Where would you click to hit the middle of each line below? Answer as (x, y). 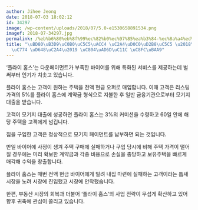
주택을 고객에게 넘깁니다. (41, 122)
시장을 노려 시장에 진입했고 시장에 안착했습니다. (60, 181)
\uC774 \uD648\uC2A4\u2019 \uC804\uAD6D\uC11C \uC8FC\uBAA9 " (88, 50)
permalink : (19, 39)
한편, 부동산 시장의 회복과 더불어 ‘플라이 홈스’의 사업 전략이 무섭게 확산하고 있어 (97, 194)
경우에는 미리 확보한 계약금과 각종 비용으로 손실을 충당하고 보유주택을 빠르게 (100, 154)
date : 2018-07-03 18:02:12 (39, 17)
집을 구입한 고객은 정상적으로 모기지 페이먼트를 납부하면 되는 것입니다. (86, 134)
